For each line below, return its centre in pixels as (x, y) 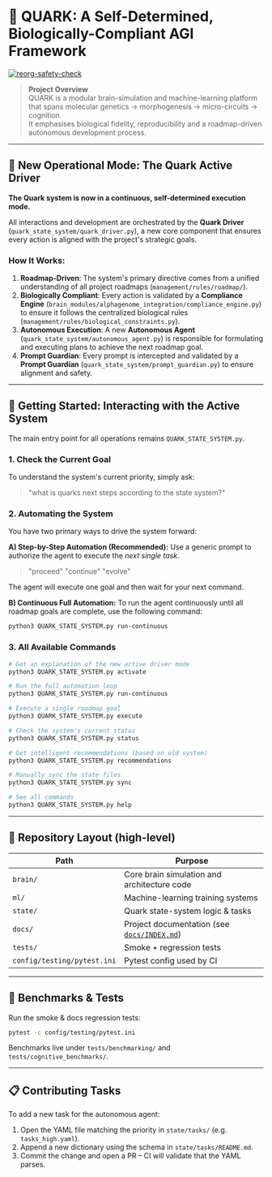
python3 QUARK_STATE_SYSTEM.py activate (78, 672)
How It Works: (37, 261)
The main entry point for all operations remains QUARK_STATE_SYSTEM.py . (127, 438)
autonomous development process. (87, 132)
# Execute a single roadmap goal (65, 709)
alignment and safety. (56, 373)
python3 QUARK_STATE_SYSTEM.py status (74, 738)
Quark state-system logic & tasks (188, 911)
